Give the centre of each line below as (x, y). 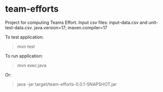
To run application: (24, 56)
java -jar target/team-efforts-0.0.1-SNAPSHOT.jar (67, 84)
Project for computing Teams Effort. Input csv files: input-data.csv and (76, 22)
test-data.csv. (19, 27)
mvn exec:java (32, 65)
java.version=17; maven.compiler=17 (71, 27)
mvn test (26, 46)
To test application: (25, 37)
